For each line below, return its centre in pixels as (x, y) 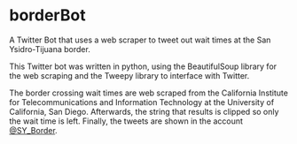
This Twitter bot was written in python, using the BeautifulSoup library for (143, 66)
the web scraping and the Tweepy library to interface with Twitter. (129, 75)
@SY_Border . (33, 130)
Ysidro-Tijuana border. (50, 49)
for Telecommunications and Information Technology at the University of (142, 102)
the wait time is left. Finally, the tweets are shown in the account (126, 121)
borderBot (47, 15)
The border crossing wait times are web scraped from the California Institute (148, 93)
